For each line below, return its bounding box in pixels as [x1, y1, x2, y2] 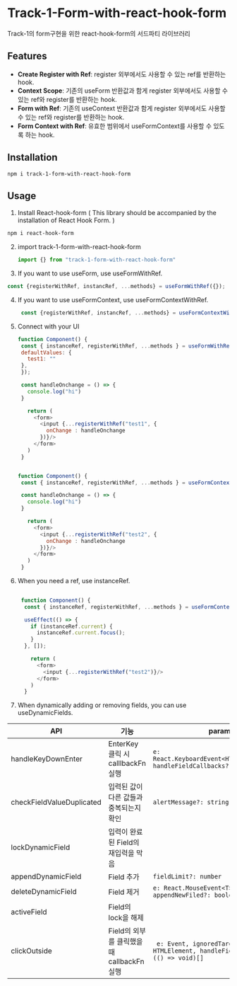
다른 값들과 [108, 793, 143, 803]
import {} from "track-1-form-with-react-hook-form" [17, 256, 176, 263]
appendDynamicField [11, 872, 82, 882]
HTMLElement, [152, 947, 197, 955]
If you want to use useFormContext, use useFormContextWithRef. [17, 295, 209, 304]
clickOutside [11, 946, 53, 956]
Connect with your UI [17, 322, 80, 331]
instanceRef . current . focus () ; [36, 629, 126, 636]
